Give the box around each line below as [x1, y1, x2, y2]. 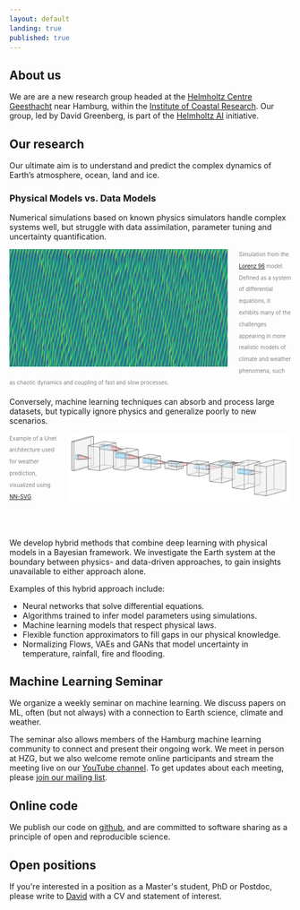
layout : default [9, 14, 70, 23]
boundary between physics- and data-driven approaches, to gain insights [9, 556, 282, 567]
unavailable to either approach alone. [9, 565, 146, 577]
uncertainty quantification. [9, 231, 107, 242]
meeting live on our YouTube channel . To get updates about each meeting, [9, 762, 285, 774]
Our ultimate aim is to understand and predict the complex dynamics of [9, 160, 271, 170]
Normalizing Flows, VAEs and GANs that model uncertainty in [21, 639, 249, 649]
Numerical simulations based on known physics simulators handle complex [9, 212, 287, 223]
